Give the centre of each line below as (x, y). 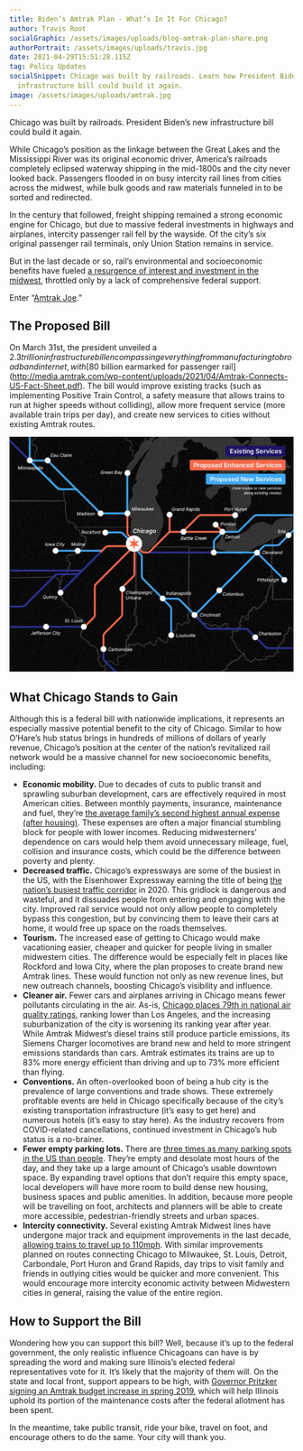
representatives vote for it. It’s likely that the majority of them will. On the (144, 1372)
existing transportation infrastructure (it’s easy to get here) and (139, 1111)
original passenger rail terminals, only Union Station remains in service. (141, 243)
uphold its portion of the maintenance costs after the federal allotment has (147, 1400)
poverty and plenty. (59, 861)
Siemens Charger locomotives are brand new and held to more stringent (156, 1044)
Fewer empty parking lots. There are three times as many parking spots (157, 1149)
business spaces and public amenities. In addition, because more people (157, 1197)
